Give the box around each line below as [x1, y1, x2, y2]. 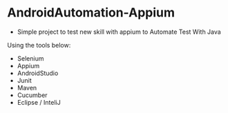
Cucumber [17, 91, 48, 99]
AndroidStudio [17, 69, 59, 77]
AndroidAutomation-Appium [7, 5, 175, 21]
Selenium [17, 54, 44, 63]
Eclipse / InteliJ [17, 98, 61, 106]
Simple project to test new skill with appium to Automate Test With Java [17, 28, 221, 36]
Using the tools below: [7, 41, 71, 49]
